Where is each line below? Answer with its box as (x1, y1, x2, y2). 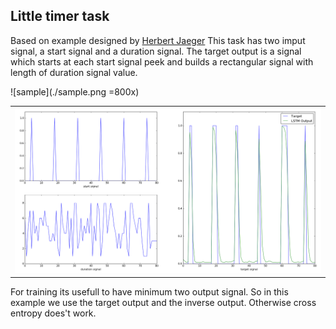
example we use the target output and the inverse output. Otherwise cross (10, 296, 317, 308)
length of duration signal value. (10, 66, 138, 78)
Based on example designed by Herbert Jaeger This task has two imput (10, 34, 306, 46)
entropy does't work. (10, 307, 97, 319)
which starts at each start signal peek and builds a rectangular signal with (10, 55, 314, 68)
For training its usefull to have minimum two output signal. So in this (10, 285, 289, 298)
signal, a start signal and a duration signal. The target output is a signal (10, 45, 302, 57)
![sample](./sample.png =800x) (10, 85, 140, 98)
